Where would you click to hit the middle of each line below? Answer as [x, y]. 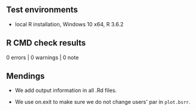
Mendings [25, 76]
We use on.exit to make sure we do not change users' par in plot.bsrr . [102, 102]
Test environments [42, 10]
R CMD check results [46, 43]
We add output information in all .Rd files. [66, 90]
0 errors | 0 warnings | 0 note [43, 57]
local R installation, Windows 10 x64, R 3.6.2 [69, 24]
